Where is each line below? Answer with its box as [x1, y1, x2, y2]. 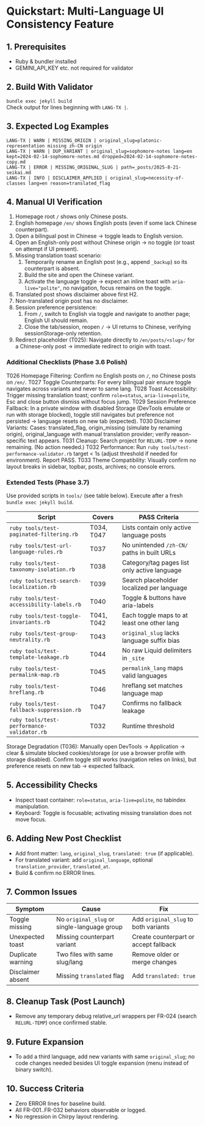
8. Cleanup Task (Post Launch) [6, 996, 125, 1006]
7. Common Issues [6, 887, 77, 898]
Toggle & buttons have [121, 594, 187, 602]
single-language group [56, 923, 123, 931]
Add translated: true [132, 971, 196, 980]
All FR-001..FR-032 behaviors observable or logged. [15, 1106, 146, 1113]
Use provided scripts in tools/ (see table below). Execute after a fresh [6, 492, 183, 499]
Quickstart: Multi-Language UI [6, 4, 164, 18]
